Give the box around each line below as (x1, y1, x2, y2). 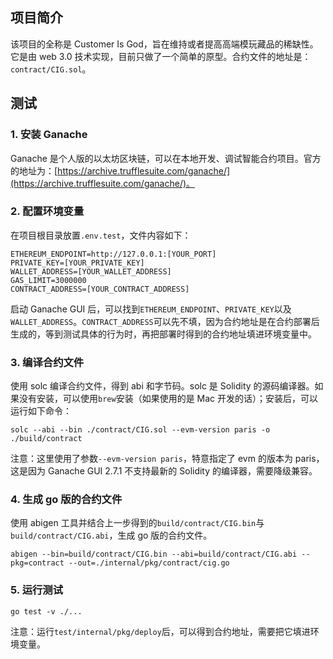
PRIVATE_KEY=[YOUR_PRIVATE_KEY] (10, 258, 145, 268)
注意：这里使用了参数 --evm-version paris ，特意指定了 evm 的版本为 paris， (10, 453, 325, 465)
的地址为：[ (10, 164, 58, 177)
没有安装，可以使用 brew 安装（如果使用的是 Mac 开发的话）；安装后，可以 (18, 393, 319, 405)
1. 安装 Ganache (10, 128, 88, 142)
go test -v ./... (10, 606, 83, 617)
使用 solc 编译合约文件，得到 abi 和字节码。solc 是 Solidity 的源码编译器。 (10, 380, 315, 392)
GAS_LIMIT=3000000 (10, 275, 87, 285)
